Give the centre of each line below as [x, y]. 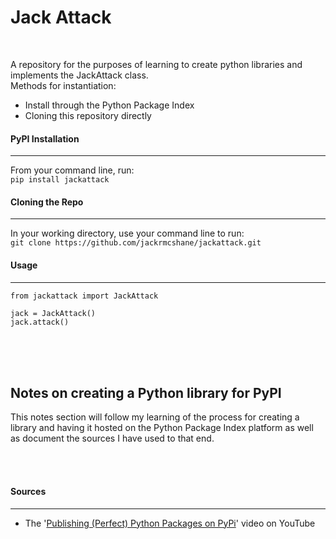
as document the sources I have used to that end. [112, 438]
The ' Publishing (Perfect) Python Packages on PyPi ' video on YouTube [170, 523]
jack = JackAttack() [53, 313]
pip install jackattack [60, 180]
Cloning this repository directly [88, 115]
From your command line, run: [72, 170]
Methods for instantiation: [63, 85]
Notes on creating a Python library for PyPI [146, 392]
